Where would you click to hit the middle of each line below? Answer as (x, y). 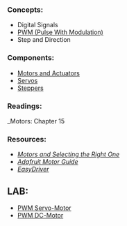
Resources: (27, 139)
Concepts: (25, 10)
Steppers (30, 88)
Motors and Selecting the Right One (68, 154)
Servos (27, 80)
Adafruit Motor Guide (48, 162)
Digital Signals (37, 25)
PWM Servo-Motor (44, 208)
